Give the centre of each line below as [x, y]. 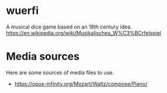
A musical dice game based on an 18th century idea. [69, 27]
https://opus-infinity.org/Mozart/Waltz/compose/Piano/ [81, 84]
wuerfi [22, 11]
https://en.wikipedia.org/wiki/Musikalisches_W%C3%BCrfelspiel [84, 33]
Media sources [43, 57]
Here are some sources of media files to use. [60, 72]
